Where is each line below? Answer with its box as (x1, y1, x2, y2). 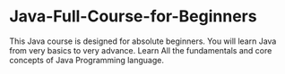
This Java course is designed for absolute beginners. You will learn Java (9, 36, 277, 46)
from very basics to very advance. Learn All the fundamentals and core (9, 45, 272, 55)
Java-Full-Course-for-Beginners (9, 6, 257, 27)
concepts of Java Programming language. (9, 54, 164, 65)
